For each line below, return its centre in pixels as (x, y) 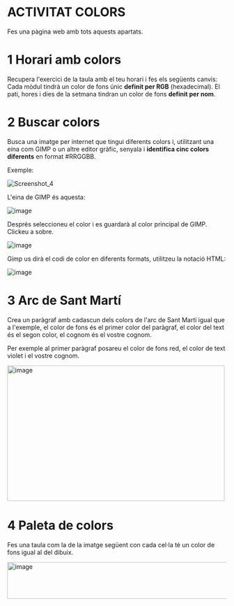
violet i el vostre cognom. (44, 355)
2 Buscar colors (54, 122)
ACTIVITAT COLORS (67, 12)
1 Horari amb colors (64, 60)
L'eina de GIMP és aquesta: (46, 197)
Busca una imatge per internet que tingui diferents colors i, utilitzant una (111, 141)
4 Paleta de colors (60, 525)
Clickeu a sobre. (31, 231)
